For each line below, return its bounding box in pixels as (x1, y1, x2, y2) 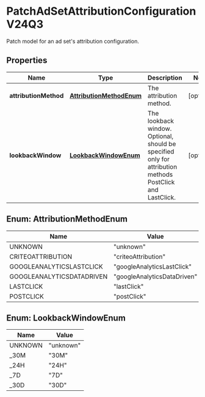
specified (147, 147, 174, 155)
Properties (6, 55, 48, 65)
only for (147, 155, 170, 163)
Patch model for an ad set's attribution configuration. (6, 37, 139, 45)
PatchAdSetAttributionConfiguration (6, 4, 196, 18)
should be (147, 139, 176, 148)
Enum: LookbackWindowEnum (6, 313, 126, 323)
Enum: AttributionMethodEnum (6, 214, 128, 224)
